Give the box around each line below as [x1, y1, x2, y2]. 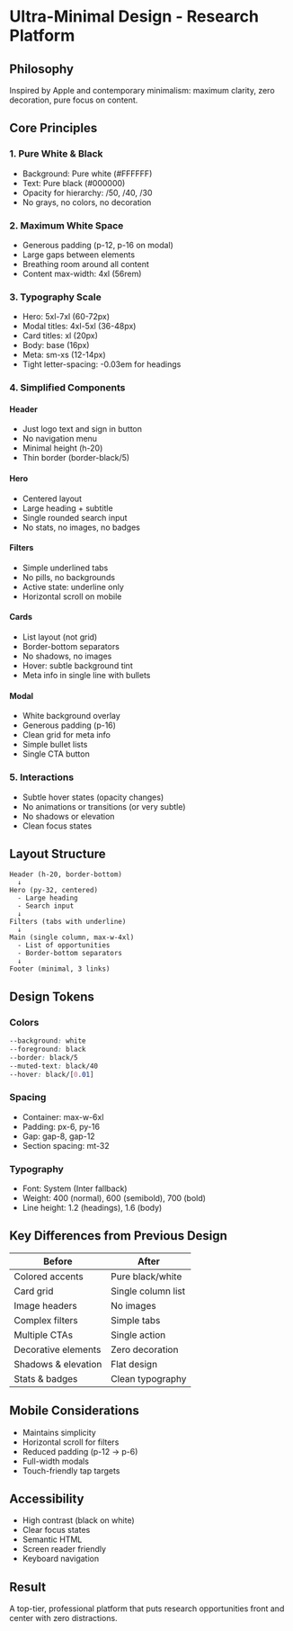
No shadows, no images [22, 650, 112, 662]
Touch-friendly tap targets [22, 1465, 120, 1476]
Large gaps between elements [22, 249, 136, 260]
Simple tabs [111, 1313, 161, 1326]
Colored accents [13, 1270, 84, 1283]
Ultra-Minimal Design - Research [9, 6, 259, 27]
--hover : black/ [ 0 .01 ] [9, 1070, 94, 1079]
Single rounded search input [22, 512, 128, 523]
